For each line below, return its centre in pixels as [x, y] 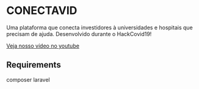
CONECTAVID [42, 11]
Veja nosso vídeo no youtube [43, 46]
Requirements [34, 65]
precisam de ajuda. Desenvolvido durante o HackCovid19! [79, 34]
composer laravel [28, 79]
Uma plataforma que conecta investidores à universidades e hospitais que [100, 27]
